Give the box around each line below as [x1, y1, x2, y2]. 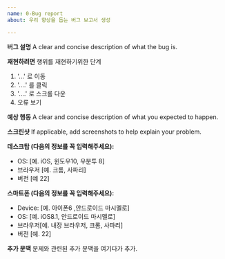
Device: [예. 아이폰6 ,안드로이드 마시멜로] [17, 204, 130, 212]
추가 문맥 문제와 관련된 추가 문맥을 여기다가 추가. [7, 244, 138, 253]
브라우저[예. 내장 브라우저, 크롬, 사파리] [17, 221, 123, 229]
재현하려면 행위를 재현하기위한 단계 [7, 57, 101, 66]
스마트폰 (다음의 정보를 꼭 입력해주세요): [7, 188, 115, 197]
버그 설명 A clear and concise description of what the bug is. [7, 42, 178, 51]
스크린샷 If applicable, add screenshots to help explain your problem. [7, 127, 202, 136]
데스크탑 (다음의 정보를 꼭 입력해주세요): [7, 142, 115, 150]
